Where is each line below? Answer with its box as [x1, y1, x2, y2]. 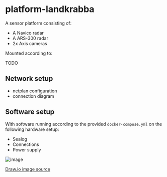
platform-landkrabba [5, 4, 95, 15]
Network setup [5, 74, 53, 83]
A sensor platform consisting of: [5, 20, 72, 26]
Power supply [12, 146, 41, 152]
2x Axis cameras [12, 40, 47, 46]
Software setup [5, 108, 55, 116]
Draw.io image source [5, 166, 50, 172]
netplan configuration [12, 88, 57, 94]
